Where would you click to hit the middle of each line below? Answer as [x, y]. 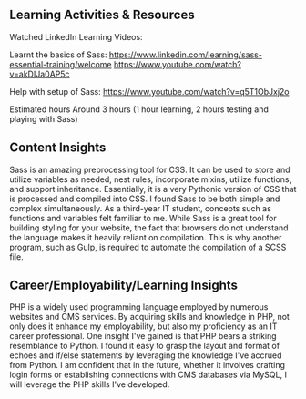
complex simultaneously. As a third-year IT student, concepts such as [140, 208]
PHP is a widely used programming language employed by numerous [139, 307]
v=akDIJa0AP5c [40, 74]
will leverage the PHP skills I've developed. [90, 384]
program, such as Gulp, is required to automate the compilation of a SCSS [148, 247]
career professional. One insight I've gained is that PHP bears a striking [143, 336]
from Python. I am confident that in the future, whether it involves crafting [147, 365]
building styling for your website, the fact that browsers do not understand [149, 228]
